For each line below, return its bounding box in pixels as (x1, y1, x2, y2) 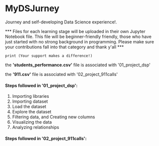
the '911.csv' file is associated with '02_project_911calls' (5, 71, 118, 77)
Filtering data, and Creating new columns (12, 114, 95, 120)
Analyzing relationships (12, 125, 60, 130)
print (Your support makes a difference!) (5, 53, 93, 58)
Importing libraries (12, 93, 49, 99)
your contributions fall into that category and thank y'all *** (5, 44, 124, 50)
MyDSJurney (5, 3, 60, 14)
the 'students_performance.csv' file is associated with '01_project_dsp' (5, 62, 151, 68)
